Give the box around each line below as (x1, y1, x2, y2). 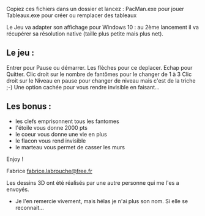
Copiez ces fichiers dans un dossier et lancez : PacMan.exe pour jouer (6, 6, 185, 12)
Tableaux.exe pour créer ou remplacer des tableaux (6, 12, 137, 19)
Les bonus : (6, 101, 52, 112)
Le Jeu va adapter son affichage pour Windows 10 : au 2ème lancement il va (6, 24, 199, 31)
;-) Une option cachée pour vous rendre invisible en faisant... (6, 83, 160, 91)
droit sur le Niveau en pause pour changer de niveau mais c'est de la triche (6, 76, 196, 84)
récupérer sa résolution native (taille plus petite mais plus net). (6, 30, 164, 37)
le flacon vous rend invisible (15, 137, 86, 144)
